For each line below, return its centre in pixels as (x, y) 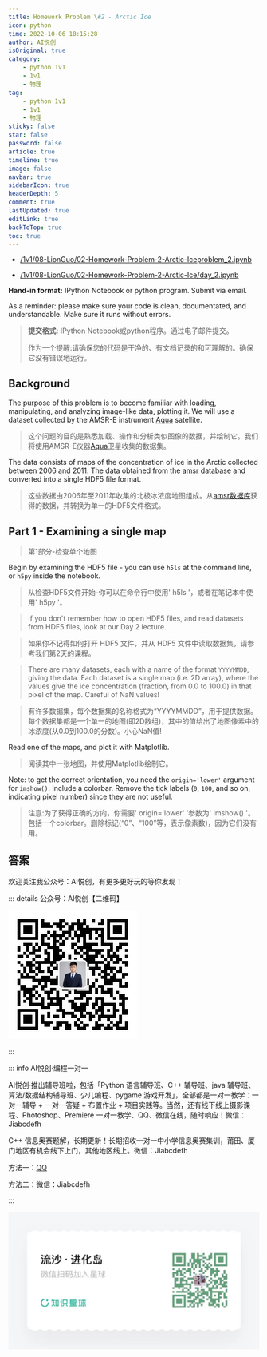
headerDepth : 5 (33, 194)
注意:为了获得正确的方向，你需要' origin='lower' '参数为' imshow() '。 (141, 813)
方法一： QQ (28, 1167)
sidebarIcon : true (39, 185)
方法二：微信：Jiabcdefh (49, 1184)
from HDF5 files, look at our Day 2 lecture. (97, 627)
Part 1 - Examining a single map (87, 531)
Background (39, 383)
